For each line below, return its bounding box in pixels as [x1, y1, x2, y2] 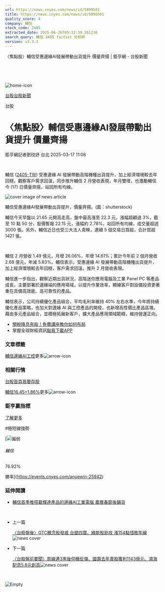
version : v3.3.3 [5, 39, 38, 44]
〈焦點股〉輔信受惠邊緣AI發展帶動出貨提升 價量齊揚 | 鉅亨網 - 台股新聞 [5, 53, 148, 59]
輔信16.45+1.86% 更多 [5, 389, 49, 395]
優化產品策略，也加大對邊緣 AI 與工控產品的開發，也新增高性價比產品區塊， [5, 304, 158, 310]
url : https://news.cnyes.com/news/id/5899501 [5, 7, 100, 12]
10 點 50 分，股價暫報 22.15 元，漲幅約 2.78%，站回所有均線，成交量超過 [10, 220, 159, 227]
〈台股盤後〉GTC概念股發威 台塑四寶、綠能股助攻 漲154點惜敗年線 [12, 530, 147, 536]
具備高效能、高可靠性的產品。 [13, 288, 74, 294]
